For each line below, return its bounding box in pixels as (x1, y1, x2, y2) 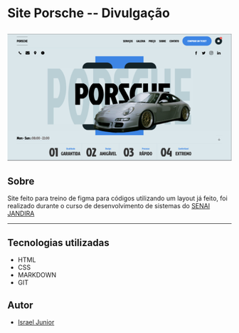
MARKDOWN (17, 271, 57, 280)
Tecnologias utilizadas (7, 237, 110, 249)
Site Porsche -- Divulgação (7, 5, 171, 21)
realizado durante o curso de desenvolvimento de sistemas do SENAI (7, 202, 211, 210)
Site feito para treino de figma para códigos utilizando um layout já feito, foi (7, 194, 228, 203)
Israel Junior (17, 318, 55, 326)
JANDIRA (7, 209, 35, 218)
